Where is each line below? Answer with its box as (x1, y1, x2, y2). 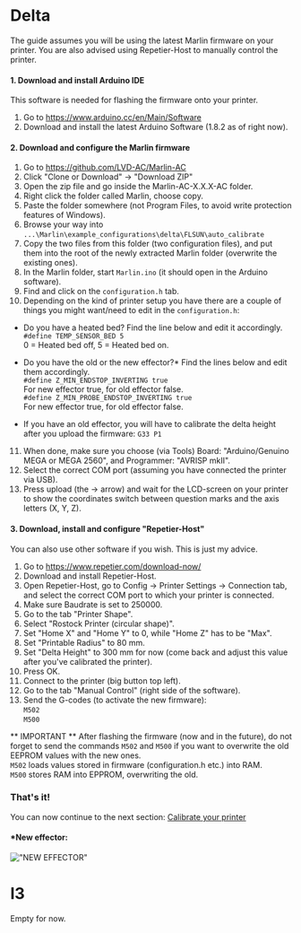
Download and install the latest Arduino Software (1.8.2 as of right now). (22, 122, 288, 133)
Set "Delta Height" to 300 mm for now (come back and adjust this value (22, 647, 288, 658)
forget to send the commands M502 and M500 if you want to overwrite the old (10, 740, 289, 751)
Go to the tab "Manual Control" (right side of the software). (22, 684, 241, 695)
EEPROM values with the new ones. (10, 750, 142, 761)
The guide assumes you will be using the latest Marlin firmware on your (10, 35, 274, 46)
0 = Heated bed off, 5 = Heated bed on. (22, 340, 169, 351)
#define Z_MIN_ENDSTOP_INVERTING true (22, 376, 168, 386)
